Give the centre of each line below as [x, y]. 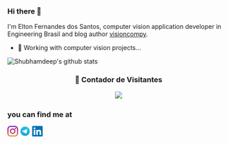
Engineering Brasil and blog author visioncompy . [78, 34]
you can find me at [40, 114]
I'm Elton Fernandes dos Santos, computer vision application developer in [114, 27]
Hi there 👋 [25, 11]
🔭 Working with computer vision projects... [79, 48]
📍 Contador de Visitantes [119, 80]
